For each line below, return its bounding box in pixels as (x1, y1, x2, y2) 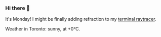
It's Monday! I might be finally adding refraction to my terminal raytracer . (5, 16, 156, 22)
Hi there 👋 (5, 5, 30, 12)
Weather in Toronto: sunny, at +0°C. (5, 26, 80, 32)
